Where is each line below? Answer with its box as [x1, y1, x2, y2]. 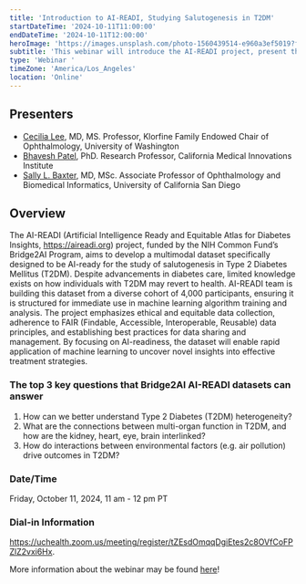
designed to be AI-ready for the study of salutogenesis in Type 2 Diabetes [9, 259, 288, 270]
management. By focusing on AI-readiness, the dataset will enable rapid [9, 337, 280, 348]
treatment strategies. [9, 356, 88, 367]
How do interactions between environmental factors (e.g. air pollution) [22, 440, 287, 451]
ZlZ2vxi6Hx [9, 547, 53, 558]
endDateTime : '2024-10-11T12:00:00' [9, 30, 148, 39]
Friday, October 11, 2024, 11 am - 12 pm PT [9, 493, 168, 504]
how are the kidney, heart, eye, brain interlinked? [22, 430, 207, 441]
